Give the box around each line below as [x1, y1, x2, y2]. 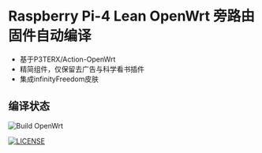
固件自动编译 [8, 27, 92, 45]
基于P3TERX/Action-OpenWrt [19, 54, 116, 64]
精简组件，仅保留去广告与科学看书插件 [19, 64, 144, 73]
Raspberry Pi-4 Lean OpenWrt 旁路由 [8, 7, 255, 25]
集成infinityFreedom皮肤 [19, 74, 99, 84]
